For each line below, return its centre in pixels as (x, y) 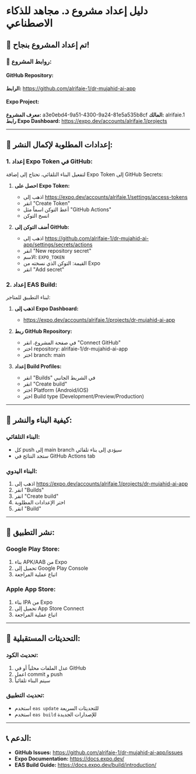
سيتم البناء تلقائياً (32, 680)
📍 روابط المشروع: (29, 61)
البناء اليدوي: (22, 471)
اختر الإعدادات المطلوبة (40, 502)
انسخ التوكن (36, 215)
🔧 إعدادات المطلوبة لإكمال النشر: (60, 145)
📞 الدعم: (19, 738)
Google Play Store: (33, 549)
